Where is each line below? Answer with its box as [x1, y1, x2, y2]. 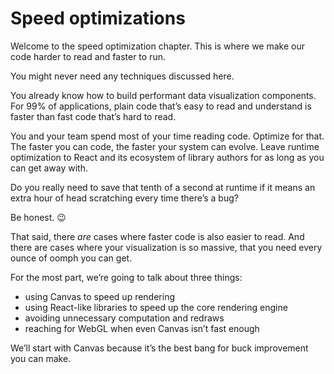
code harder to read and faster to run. [10, 50, 166, 62]
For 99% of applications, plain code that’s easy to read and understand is [10, 100, 312, 112]
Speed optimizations [10, 7, 186, 30]
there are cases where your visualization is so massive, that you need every [10, 241, 323, 253]
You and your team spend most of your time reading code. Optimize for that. [10, 130, 325, 142]
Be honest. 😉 [10, 211, 67, 223]
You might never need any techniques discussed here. [10, 70, 235, 82]
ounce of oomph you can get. [10, 252, 133, 264]
